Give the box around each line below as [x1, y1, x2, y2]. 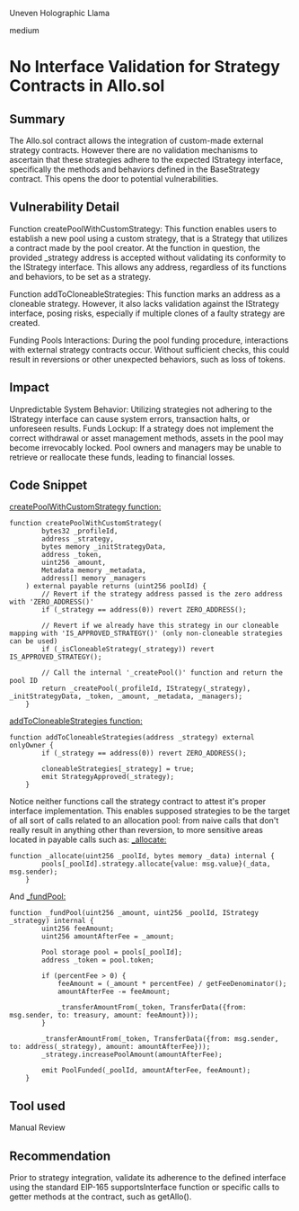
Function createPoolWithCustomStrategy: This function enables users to [9, 223, 277, 234]
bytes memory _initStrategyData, [41, 543, 167, 552]
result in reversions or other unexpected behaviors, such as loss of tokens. [9, 354, 286, 364]
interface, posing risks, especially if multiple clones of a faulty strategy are [9, 308, 286, 318]
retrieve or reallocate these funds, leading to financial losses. [9, 452, 235, 462]
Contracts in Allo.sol [9, 76, 165, 96]
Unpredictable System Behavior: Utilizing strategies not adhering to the [9, 404, 272, 415]
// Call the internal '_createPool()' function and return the [41, 668, 283, 677]
